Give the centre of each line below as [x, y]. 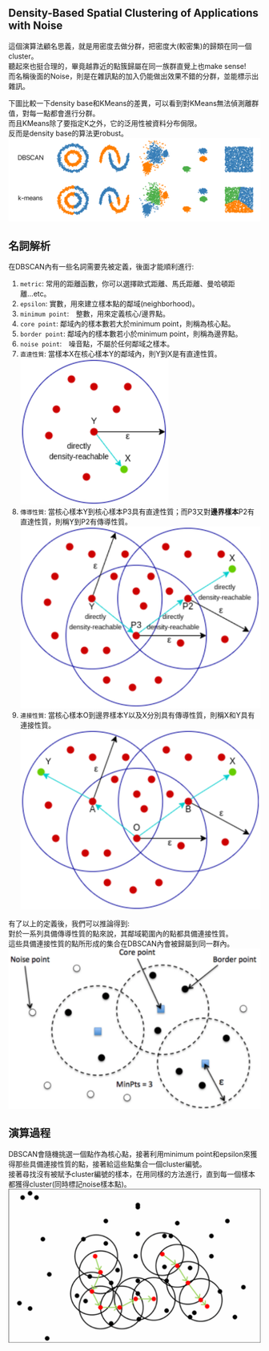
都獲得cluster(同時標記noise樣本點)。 [70, 1184]
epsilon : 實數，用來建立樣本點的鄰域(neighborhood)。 [109, 303]
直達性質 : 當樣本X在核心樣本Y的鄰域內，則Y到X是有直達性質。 [120, 354]
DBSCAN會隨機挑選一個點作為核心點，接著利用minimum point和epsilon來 [129, 1154]
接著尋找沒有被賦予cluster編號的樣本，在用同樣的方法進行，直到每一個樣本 [132, 1174]
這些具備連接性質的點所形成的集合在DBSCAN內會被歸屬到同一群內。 [121, 944]
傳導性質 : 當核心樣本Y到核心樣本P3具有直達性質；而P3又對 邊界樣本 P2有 [137, 512]
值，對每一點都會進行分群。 [54, 113]
